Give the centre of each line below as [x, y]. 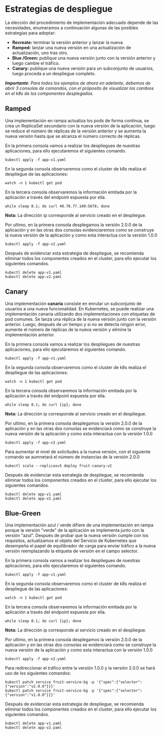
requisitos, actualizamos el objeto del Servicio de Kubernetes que [71, 540]
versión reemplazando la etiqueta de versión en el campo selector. [72, 551]
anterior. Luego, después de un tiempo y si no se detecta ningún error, [76, 324]
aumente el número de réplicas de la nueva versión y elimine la [68, 329]
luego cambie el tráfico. [36, 63]
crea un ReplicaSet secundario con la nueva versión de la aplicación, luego [80, 126]
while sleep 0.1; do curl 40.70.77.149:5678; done [57, 206]
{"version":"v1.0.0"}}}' [30, 695]
